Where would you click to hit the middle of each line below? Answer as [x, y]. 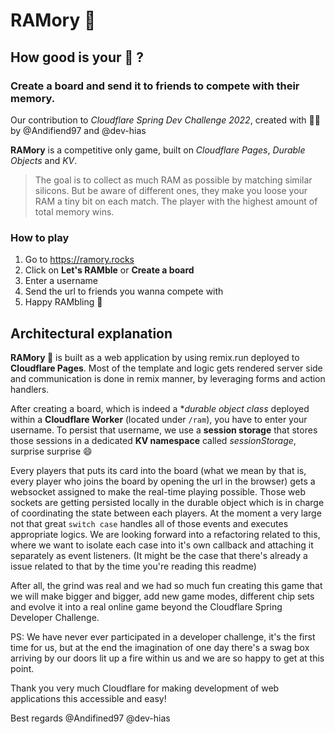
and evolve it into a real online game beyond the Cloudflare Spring [146, 606]
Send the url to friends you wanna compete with [124, 291]
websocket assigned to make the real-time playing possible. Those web [158, 491]
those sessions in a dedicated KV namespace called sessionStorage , [153, 440]
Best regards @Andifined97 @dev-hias [90, 718]
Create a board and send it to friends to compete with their [155, 86]
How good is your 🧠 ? [77, 57]
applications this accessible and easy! [88, 698]
